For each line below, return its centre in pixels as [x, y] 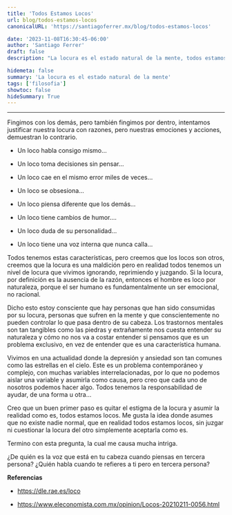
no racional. [24, 294]
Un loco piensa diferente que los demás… [76, 204]
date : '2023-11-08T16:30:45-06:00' [58, 39]
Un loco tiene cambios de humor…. [67, 218]
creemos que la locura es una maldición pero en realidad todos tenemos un [115, 265]
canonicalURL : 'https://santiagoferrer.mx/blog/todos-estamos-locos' [109, 26]
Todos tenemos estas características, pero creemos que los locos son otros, [116, 258]
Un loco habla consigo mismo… [62, 151]
